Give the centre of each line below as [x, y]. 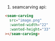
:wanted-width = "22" [29, 25]
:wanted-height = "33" [30, 29]
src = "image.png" [26, 20]
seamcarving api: [29, 7]
